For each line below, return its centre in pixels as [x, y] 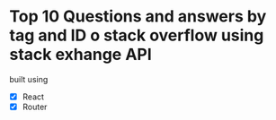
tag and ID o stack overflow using [137, 35]
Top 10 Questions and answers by [138, 17]
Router [35, 107]
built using [29, 79]
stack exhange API [81, 55]
